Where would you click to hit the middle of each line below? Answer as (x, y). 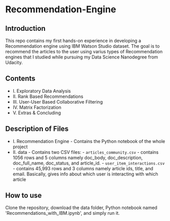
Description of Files (37, 129)
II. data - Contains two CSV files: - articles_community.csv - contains (86, 152)
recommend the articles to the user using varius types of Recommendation (84, 52)
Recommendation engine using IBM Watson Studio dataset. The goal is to (82, 46)
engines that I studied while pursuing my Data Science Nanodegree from (82, 57)
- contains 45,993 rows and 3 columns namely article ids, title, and (83, 168)
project (20, 147)
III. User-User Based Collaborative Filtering (58, 102)
